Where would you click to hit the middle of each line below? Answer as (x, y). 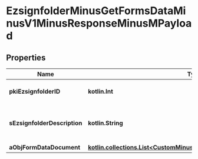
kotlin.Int (101, 91)
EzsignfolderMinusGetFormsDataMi (96, 11)
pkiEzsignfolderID (35, 91)
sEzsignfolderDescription (46, 123)
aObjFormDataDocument (45, 147)
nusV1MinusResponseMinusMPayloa (99, 23)
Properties (26, 57)
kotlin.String (106, 123)
